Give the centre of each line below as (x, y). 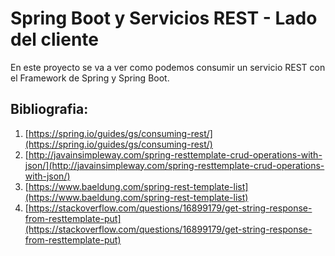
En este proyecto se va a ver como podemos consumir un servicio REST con (168, 67)
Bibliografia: (49, 109)
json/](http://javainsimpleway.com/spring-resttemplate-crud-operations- (174, 165)
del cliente (54, 39)
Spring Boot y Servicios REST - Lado (164, 18)
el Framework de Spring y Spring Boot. (90, 78)
